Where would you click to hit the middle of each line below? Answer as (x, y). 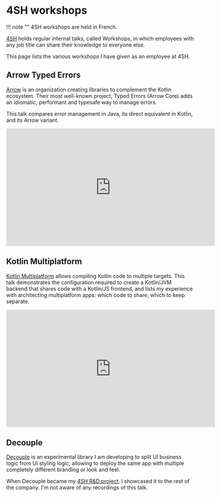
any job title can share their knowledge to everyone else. (76, 45)
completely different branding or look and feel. (63, 470)
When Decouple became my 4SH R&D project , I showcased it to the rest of (98, 481)
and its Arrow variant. (32, 120)
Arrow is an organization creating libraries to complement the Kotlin (89, 89)
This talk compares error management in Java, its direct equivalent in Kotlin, (99, 113)
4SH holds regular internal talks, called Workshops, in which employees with (100, 38)
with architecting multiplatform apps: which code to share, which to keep (96, 295)
